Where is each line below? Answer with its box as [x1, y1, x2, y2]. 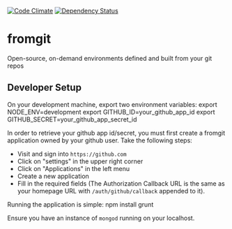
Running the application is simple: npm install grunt [7, 200, 154, 209]
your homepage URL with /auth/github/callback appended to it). [17, 186, 206, 195]
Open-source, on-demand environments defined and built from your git [7, 54, 212, 62]
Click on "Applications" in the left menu [17, 164, 130, 172]
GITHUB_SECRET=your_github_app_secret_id [7, 115, 137, 124]
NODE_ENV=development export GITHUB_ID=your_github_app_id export [7, 108, 215, 116]
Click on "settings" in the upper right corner [17, 157, 144, 165]
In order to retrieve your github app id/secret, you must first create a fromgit [7, 128, 226, 137]
